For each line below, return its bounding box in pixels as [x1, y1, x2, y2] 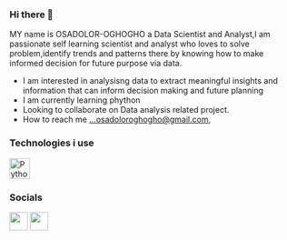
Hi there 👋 [9, 8, 54, 21]
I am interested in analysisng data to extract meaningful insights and [22, 75, 279, 86]
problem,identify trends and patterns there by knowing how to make [9, 48, 264, 59]
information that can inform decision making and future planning [22, 85, 263, 96]
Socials [9, 191, 43, 204]
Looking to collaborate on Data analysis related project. [22, 105, 230, 115]
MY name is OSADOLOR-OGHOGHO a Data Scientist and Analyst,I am [9, 29, 271, 40]
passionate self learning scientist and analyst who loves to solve [9, 38, 250, 49]
